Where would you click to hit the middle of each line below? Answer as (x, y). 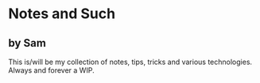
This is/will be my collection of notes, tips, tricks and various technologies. (130, 62)
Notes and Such (62, 14)
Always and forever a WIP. (51, 70)
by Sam (27, 43)
